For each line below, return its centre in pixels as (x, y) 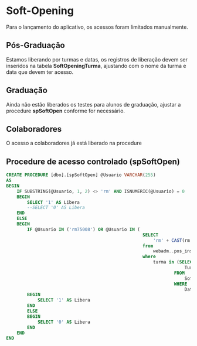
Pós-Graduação (36, 45)
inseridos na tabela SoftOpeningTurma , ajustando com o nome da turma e (96, 66)
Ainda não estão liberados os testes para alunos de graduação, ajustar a (94, 104)
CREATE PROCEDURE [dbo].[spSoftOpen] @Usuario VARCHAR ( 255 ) (81, 175)
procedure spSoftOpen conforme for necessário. (65, 111)
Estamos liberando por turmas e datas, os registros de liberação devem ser (97, 59)
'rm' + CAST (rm (171, 240)
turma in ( (166, 262)
